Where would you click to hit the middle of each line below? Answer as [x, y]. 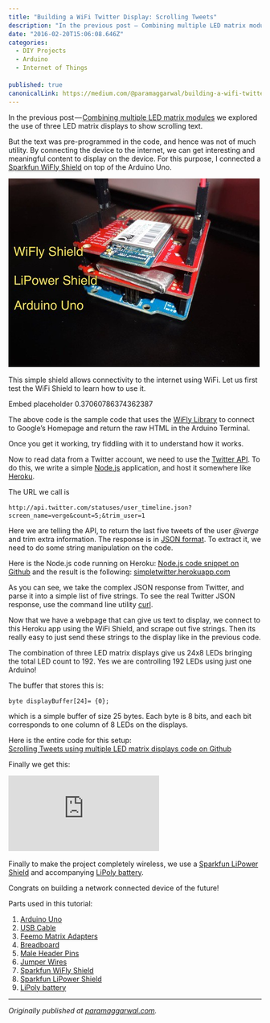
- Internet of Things [52, 68]
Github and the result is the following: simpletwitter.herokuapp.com [119, 572]
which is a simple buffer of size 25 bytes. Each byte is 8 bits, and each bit [130, 716]
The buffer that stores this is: [56, 685]
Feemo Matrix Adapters [59, 936]
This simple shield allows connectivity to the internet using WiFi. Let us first [133, 380]
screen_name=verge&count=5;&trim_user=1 [77, 516]
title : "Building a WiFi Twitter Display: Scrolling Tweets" [113, 17]
